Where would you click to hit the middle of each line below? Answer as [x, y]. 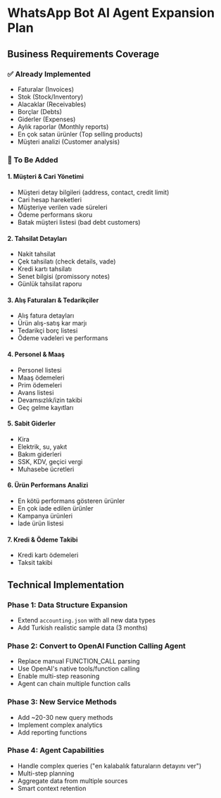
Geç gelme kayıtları [45, 407]
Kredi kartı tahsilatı [45, 269]
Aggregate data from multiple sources [72, 780]
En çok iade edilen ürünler [55, 509]
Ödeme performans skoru [55, 215]
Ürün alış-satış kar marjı [52, 323]
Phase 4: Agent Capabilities [56, 750]
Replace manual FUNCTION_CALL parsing [78, 661]
